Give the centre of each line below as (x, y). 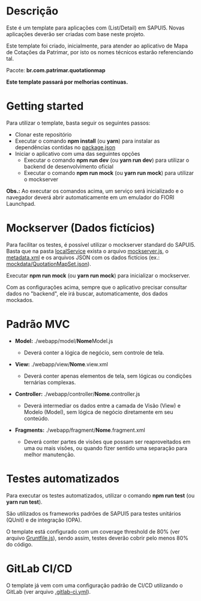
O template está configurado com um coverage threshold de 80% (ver (93, 531)
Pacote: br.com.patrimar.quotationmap (56, 70)
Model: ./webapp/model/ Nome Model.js (64, 341)
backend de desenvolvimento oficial (69, 166)
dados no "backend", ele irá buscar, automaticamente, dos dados (87, 294)
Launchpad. (21, 203)
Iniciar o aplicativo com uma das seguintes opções (77, 153)
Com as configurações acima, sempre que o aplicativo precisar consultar (97, 287)
